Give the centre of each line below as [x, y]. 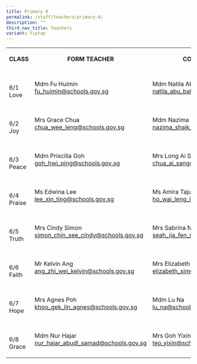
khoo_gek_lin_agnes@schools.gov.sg [86, 307]
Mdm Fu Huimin [56, 84]
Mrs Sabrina [169, 228]
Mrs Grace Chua [57, 120]
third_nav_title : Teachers [39, 28]
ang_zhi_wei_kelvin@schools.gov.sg [84, 271]
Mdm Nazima [171, 120]
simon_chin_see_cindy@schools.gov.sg [89, 235]
